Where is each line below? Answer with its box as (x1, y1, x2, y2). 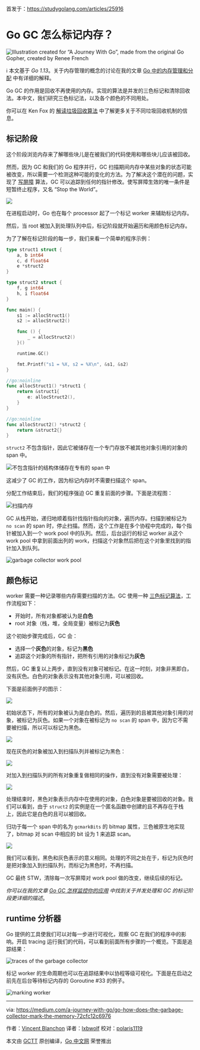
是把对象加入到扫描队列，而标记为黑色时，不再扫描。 (6, 862, 136, 869)
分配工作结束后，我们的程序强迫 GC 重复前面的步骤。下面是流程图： (6, 490, 173, 497)
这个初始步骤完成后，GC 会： (6, 633, 78, 640)
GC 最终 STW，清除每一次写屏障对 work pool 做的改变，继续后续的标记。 (6, 874, 186, 881)
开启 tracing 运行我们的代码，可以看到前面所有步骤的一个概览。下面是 (16, 937, 188, 945)
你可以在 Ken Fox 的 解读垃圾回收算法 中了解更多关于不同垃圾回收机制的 (6, 107, 183, 114)
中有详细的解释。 (12, 74, 55, 82)
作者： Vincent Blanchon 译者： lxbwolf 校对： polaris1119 (6, 1024, 143, 1032)
